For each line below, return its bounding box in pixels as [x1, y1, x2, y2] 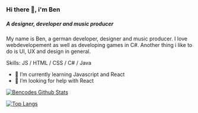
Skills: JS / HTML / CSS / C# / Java [6, 59, 92, 66]
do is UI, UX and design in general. [6, 48, 91, 55]
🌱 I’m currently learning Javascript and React [14, 71, 125, 78]
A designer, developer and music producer [6, 20, 114, 27]
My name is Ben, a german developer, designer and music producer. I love [6, 35, 188, 42]
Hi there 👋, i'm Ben [6, 5, 60, 14]
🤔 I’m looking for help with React [14, 77, 94, 84]
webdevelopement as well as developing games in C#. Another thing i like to [6, 41, 193, 48]
